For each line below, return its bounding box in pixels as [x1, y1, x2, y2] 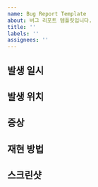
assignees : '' [7, 37, 49, 44]
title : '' [7, 23, 37, 30]
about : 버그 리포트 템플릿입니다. [7, 17, 92, 24]
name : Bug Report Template [7, 10, 87, 18]
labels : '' [7, 30, 39, 37]
